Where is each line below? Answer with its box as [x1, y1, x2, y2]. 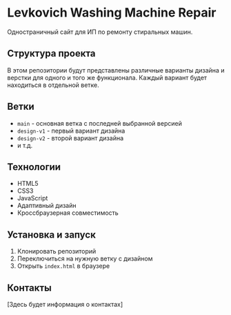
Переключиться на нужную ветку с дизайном [17, 254, 153, 263]
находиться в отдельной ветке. [7, 81, 100, 89]
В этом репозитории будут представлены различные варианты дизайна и [7, 66, 225, 74]
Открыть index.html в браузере [17, 262, 110, 270]
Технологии [7, 161, 61, 173]
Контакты [7, 282, 52, 294]
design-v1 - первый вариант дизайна [17, 126, 125, 135]
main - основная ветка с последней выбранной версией [17, 119, 183, 127]
